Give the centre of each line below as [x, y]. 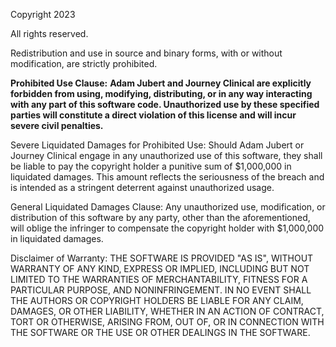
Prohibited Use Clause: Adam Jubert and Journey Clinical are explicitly [161, 83]
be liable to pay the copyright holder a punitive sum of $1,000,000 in [151, 166]
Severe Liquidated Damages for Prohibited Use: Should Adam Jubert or [157, 145]
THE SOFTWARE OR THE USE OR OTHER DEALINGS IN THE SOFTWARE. [160, 332]
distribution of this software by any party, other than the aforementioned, [160, 217]
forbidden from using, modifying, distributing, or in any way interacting [161, 93]
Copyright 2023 [43, 14]
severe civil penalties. [57, 125]
